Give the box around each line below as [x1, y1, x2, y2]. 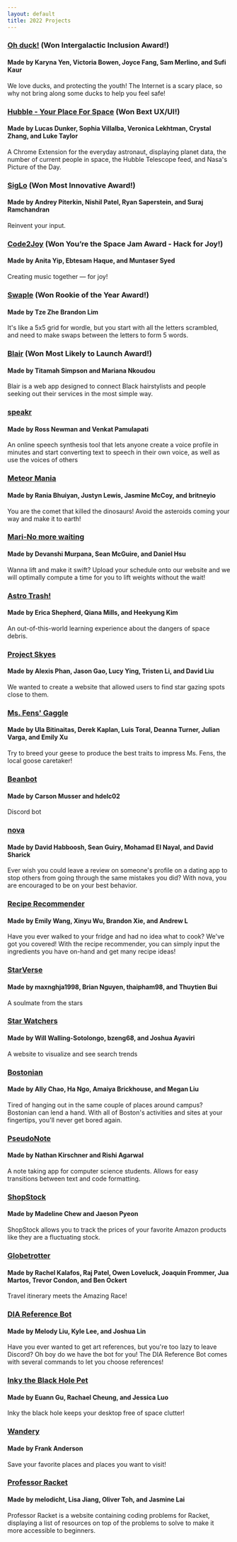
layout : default [7, 10, 55, 18]
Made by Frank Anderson [7, 1444, 83, 1453]
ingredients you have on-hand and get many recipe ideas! [7, 947, 176, 956]
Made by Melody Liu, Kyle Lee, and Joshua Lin [7, 1327, 146, 1335]
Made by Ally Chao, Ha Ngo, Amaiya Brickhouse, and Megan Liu [7, 1085, 200, 1093]
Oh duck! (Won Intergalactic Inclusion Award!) [7, 40, 170, 50]
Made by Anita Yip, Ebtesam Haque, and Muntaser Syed [7, 256, 175, 265]
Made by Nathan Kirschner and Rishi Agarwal [7, 1151, 144, 1159]
